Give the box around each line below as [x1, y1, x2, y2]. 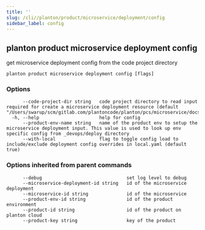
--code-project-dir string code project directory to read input [22, 99, 198, 105]
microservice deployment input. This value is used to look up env [6, 126, 182, 132]
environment [6, 201, 37, 207]
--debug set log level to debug [22, 174, 187, 181]
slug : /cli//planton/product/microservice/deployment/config [6, 15, 165, 21]
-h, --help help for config [12, 115, 140, 121]
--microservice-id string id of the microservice [22, 190, 187, 197]
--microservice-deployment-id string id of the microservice [22, 180, 187, 186]
